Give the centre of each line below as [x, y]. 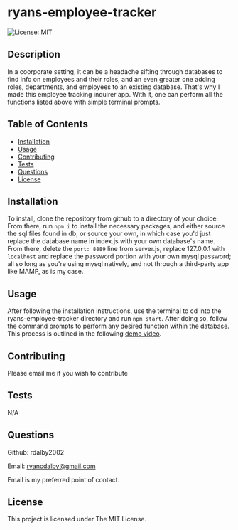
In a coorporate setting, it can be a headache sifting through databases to [115, 71]
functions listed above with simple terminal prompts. [84, 102]
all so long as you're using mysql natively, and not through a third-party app [118, 264]
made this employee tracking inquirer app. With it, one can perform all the [115, 94]
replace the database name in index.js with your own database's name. [111, 241]
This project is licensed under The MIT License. [77, 519]
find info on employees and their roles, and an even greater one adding [111, 79]
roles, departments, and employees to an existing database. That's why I [114, 87]
